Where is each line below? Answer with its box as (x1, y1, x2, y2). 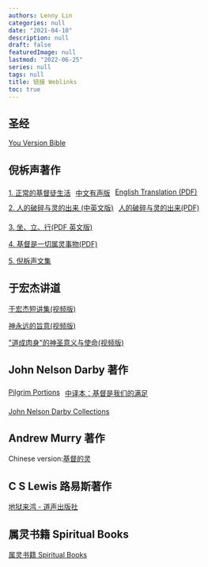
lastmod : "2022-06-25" (8, 56, 84, 64)
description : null (8, 33, 69, 42)
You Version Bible (8, 138, 66, 147)
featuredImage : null (8, 48, 77, 56)
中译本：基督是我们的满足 (65, 388, 149, 397)
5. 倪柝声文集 (8, 256, 51, 266)
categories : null (8, 19, 66, 27)
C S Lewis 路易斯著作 (8, 479, 112, 492)
